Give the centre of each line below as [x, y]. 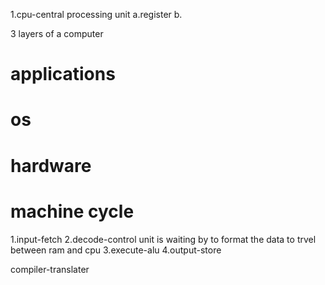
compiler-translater [50, 269]
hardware [51, 165]
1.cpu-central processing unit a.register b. [96, 14]
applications [63, 74]
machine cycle [72, 211]
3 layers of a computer [57, 33]
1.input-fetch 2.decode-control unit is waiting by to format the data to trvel [163, 239]
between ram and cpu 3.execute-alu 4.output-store [116, 250]
